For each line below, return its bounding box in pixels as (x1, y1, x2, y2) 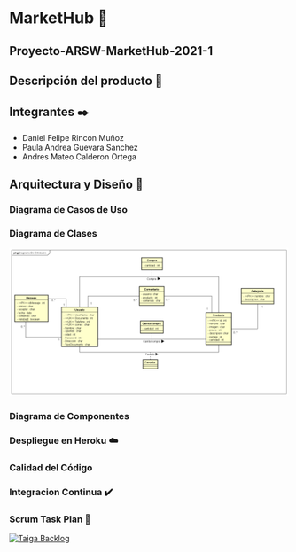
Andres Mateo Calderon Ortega (21, 151, 137, 162)
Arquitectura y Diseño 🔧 (9, 177, 144, 192)
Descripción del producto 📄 (9, 73, 163, 88)
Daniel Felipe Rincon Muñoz (21, 132, 124, 143)
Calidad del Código (9, 461, 93, 473)
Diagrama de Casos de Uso (9, 204, 129, 216)
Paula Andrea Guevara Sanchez (21, 142, 139, 152)
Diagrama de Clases (9, 228, 97, 240)
